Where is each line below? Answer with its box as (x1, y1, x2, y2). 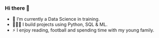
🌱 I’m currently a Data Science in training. (12, 16, 100, 22)
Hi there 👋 (5, 5, 30, 12)
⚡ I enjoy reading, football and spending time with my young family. (12, 27, 154, 33)
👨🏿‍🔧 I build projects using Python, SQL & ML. (12, 21, 108, 27)
